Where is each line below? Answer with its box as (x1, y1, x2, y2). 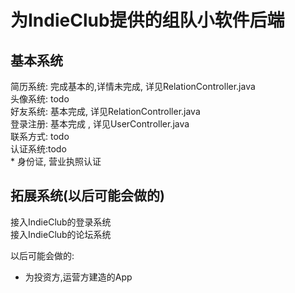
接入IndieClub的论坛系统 (10, 228, 112, 240)
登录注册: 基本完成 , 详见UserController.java (10, 118, 190, 130)
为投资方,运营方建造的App (24, 271, 133, 283)
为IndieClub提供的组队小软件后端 (10, 9, 285, 32)
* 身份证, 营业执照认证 (10, 156, 102, 167)
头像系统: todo (10, 93, 70, 105)
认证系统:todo (10, 143, 67, 155)
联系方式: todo (10, 131, 70, 142)
